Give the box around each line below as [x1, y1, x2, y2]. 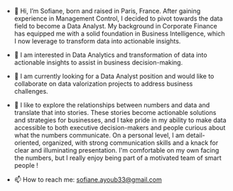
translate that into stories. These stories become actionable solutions [13, 109, 217, 116]
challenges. [13, 87, 48, 95]
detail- [185, 131, 206, 139]
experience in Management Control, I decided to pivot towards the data [13, 14, 223, 23]
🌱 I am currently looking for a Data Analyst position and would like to [13, 72, 215, 80]
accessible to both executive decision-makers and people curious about [13, 124, 226, 131]
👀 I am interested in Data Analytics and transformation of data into [13, 50, 207, 59]
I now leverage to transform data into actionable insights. [13, 37, 181, 45]
